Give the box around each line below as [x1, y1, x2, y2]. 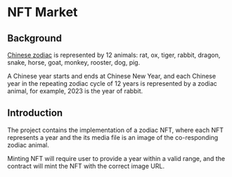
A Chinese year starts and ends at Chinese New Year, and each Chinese [7, 72, 217, 80]
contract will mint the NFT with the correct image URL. [7, 162, 165, 170]
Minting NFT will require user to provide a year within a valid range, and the [7, 154, 226, 162]
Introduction [7, 107, 63, 119]
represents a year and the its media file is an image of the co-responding [7, 133, 219, 141]
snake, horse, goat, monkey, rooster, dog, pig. [7, 58, 141, 67]
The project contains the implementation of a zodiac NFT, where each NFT [7, 126, 224, 134]
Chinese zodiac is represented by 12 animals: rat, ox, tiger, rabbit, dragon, [7, 51, 221, 59]
